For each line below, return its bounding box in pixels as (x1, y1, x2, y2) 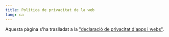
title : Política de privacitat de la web (5, 7, 95, 13)
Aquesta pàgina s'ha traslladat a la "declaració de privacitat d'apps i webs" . (5, 26, 164, 32)
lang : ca (5, 12, 24, 17)
